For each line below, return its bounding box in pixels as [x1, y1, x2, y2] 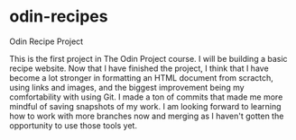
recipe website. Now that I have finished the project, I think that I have [9, 63, 269, 74]
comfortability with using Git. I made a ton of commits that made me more [9, 92, 283, 102]
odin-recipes [9, 6, 108, 27]
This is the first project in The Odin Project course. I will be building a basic [9, 53, 288, 64]
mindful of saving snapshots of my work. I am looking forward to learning [9, 101, 282, 111]
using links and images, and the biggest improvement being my [9, 82, 245, 92]
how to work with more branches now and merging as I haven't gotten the [9, 110, 284, 121]
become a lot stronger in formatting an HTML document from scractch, [9, 72, 273, 83]
